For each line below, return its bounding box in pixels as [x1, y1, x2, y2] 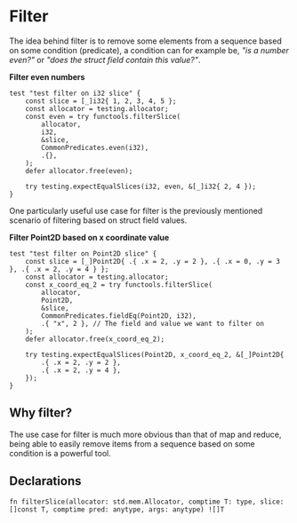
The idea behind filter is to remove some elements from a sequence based [9, 36, 282, 46]
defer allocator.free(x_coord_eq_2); [25, 335, 165, 344]
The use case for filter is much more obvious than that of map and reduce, [9, 429, 282, 440]
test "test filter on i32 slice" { [9, 89, 141, 98]
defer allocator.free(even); [25, 166, 133, 175]
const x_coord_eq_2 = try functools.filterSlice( [25, 280, 213, 289]
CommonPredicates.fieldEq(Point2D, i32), [41, 311, 197, 321]
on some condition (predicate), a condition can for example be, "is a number [9, 44, 289, 55]
